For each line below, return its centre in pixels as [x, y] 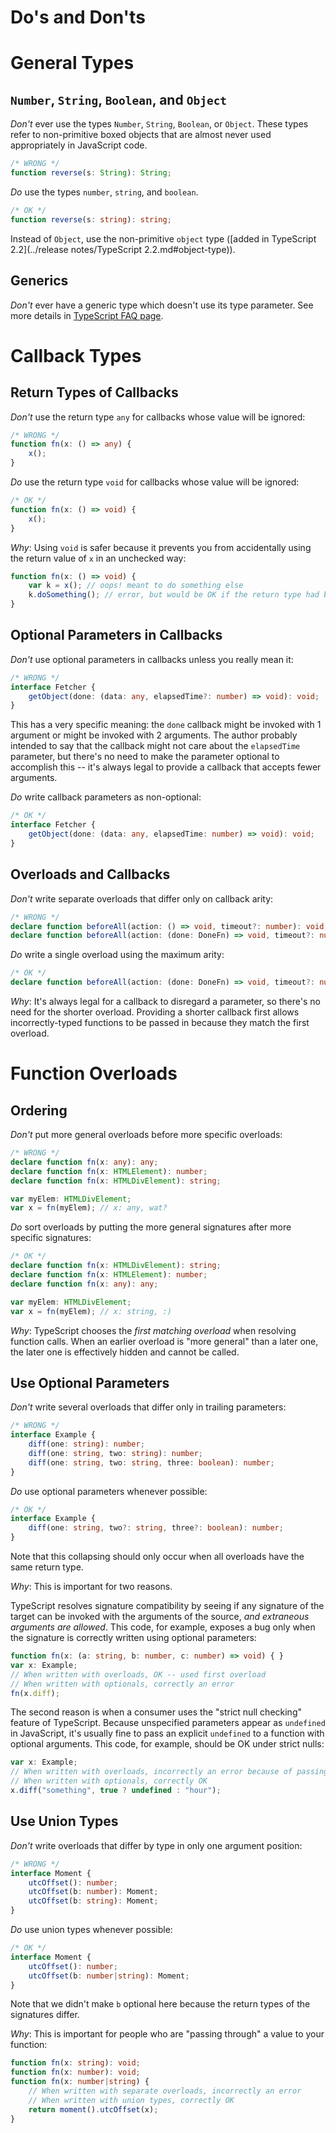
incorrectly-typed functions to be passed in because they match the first [160, 1022]
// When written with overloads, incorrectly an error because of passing [169, 1772]
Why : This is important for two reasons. [91, 1587]
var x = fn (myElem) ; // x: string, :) [91, 1311]
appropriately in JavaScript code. [79, 145]
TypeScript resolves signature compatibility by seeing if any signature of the [167, 1606]
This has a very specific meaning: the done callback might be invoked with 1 [166, 725]
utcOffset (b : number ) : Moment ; [93, 1892]
